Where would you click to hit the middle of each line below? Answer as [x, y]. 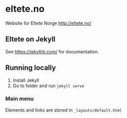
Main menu [20, 99]
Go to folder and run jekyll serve [48, 86]
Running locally [31, 68]
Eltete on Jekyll [30, 39]
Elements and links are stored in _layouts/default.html [64, 110]
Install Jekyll [26, 80]
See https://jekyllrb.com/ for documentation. [52, 51]
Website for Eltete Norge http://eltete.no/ [48, 23]
